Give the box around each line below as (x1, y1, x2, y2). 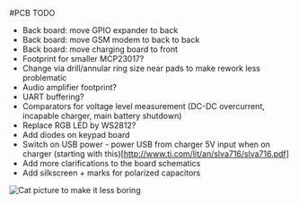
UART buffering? (22, 91, 84, 102)
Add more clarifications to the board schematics (22, 158, 201, 168)
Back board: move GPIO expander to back (22, 25, 179, 35)
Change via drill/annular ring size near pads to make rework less (22, 63, 260, 73)
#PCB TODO (9, 8, 56, 18)
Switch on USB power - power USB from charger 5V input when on (22, 139, 271, 149)
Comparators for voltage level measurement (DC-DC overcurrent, (22, 101, 265, 111)
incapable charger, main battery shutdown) (22, 111, 182, 121)
